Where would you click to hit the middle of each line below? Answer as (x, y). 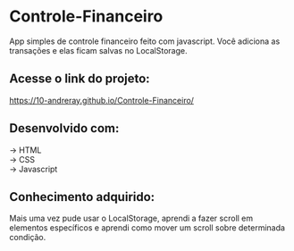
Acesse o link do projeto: (80, 79)
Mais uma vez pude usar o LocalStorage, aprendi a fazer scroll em (131, 218)
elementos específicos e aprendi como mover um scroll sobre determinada (147, 228)
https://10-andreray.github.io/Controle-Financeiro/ (102, 100)
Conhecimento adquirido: (82, 197)
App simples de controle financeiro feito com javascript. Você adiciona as (145, 41)
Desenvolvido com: (64, 128)
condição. (28, 238)
